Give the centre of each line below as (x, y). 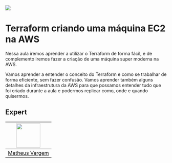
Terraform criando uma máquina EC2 (85, 28)
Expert (16, 112)
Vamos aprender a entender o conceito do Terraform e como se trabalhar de (86, 74)
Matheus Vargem (28, 153)
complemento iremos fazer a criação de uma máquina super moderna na (82, 59)
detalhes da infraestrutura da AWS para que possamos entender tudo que (83, 85)
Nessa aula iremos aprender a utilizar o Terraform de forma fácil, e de (79, 53)
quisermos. (17, 96)
